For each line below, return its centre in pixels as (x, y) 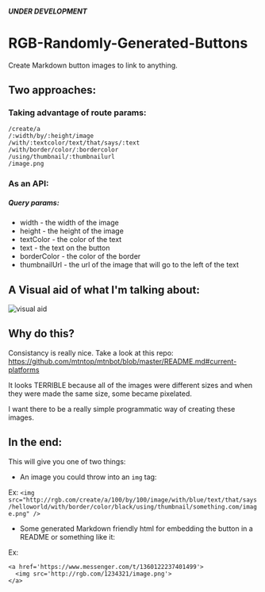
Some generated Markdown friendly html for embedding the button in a (136, 529)
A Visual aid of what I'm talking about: (104, 290)
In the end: (35, 442)
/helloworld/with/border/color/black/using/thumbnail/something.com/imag (133, 507)
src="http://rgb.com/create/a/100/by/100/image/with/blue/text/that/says (133, 500)
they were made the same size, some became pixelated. (100, 394)
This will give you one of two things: (67, 461)
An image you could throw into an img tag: (88, 477)
